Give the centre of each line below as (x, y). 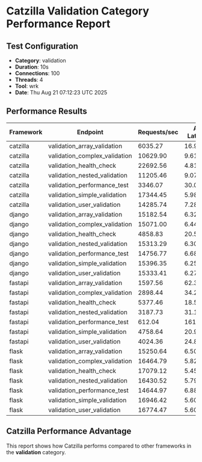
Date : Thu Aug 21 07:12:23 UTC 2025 (61, 92)
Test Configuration (42, 46)
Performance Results (47, 112)
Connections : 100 (37, 73)
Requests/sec (158, 132)
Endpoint (90, 132)
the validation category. (36, 452)
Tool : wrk (27, 86)
